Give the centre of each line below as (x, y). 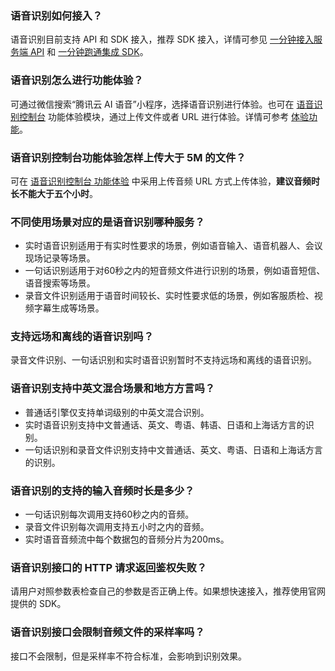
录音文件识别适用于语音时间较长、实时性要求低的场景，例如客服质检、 (169, 296)
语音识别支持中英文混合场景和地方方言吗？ (113, 389)
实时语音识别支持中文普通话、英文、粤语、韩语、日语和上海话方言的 (165, 424)
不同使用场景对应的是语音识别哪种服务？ (107, 222)
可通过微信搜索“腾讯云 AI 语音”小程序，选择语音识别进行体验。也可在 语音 (162, 104)
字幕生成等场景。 (69, 308)
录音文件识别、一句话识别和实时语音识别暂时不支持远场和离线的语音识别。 (163, 360)
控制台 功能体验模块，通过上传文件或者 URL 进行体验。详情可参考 (154, 116)
